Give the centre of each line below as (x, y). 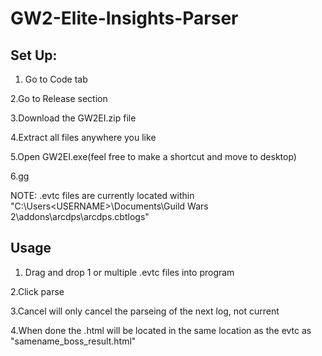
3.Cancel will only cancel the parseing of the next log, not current (145, 311)
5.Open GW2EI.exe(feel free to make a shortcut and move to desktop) (153, 156)
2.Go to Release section (59, 98)
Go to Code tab (56, 79)
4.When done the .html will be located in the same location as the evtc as (161, 330)
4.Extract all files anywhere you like (83, 137)
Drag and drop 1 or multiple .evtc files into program (129, 272)
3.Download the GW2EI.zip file (73, 118)
